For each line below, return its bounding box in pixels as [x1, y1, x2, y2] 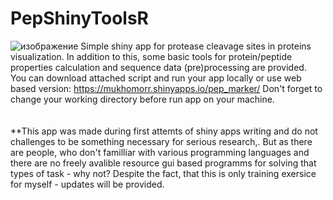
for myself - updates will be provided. [10, 178, 165, 190]
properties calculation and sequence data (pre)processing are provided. [10, 61, 307, 73]
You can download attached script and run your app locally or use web [10, 72, 302, 84]
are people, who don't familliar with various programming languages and [10, 146, 310, 158]
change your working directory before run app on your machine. [10, 93, 275, 105]
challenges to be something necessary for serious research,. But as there [10, 135, 313, 147]
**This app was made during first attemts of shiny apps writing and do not [10, 125, 318, 137]
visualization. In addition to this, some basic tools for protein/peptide [10, 50, 293, 62]
